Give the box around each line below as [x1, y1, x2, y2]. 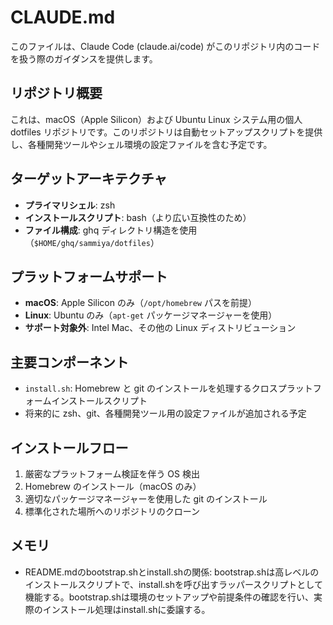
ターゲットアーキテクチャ [10, 171, 168, 188]
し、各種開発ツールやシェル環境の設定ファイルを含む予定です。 [10, 138, 273, 150]
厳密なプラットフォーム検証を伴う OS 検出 [24, 468, 200, 480]
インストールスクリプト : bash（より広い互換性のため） [24, 211, 252, 223]
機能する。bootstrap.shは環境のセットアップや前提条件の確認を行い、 [24, 591, 314, 603]
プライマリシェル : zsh [24, 199, 116, 211]
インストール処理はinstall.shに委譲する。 [42, 603, 211, 615]
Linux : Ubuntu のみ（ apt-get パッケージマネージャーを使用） [24, 309, 278, 321]
